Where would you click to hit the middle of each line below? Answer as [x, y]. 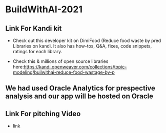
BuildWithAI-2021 [44, 9]
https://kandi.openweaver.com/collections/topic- [75, 67]
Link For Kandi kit [34, 28]
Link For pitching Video [43, 114]
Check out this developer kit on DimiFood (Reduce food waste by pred [87, 40]
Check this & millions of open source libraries [60, 61]
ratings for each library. [37, 51]
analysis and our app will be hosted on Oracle [79, 96]
